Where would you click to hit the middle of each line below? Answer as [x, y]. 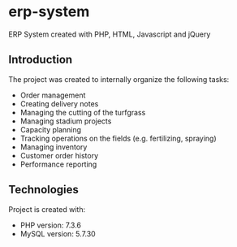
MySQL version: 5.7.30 [58, 233]
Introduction [41, 60]
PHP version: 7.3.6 [50, 225]
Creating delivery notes [59, 103]
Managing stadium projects [66, 121]
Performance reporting [58, 164]
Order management [53, 95]
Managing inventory [54, 147]
